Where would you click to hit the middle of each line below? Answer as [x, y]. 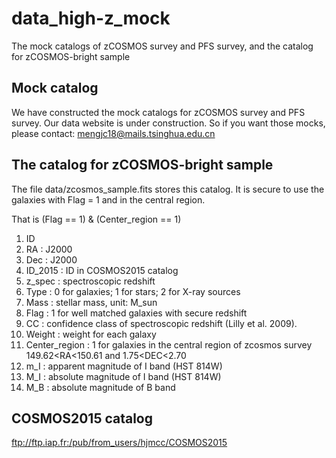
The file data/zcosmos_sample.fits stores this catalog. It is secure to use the [168, 189]
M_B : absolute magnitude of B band [100, 387]
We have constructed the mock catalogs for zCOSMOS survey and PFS [158, 112]
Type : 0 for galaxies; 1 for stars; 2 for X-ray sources [133, 291]
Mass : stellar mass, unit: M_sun [91, 302]
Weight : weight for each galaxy [91, 334]
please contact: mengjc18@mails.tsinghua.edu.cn [113, 133]
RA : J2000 [49, 249]
